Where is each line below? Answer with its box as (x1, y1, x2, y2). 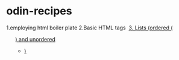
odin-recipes (6, 4, 72, 18)
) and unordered (14, 35, 55, 43)
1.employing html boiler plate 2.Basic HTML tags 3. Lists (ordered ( (6, 24, 173, 31)
